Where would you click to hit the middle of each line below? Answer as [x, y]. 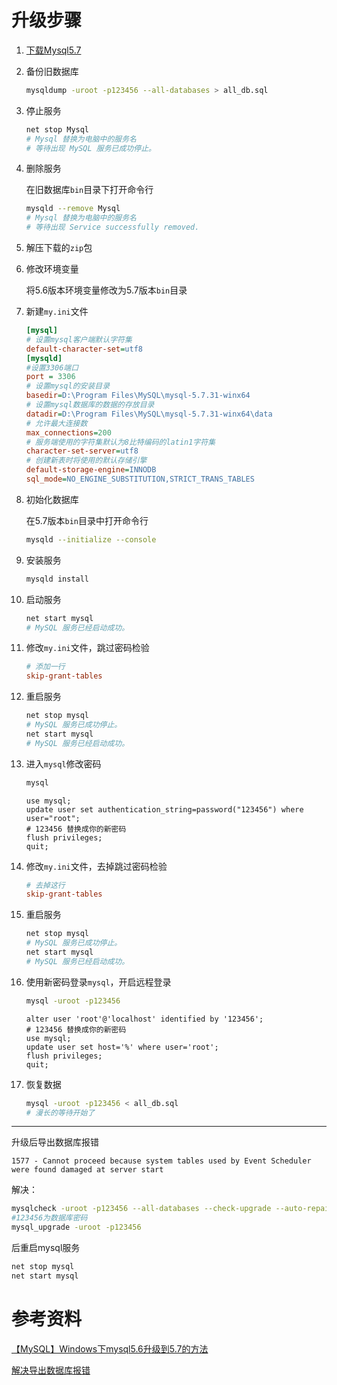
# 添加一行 [45, 667]
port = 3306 [50, 377]
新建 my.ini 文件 [57, 312]
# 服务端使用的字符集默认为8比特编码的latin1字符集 [120, 442]
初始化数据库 [52, 499]
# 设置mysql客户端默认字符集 [79, 339]
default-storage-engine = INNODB [91, 470]
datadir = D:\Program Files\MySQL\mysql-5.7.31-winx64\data [149, 414]
